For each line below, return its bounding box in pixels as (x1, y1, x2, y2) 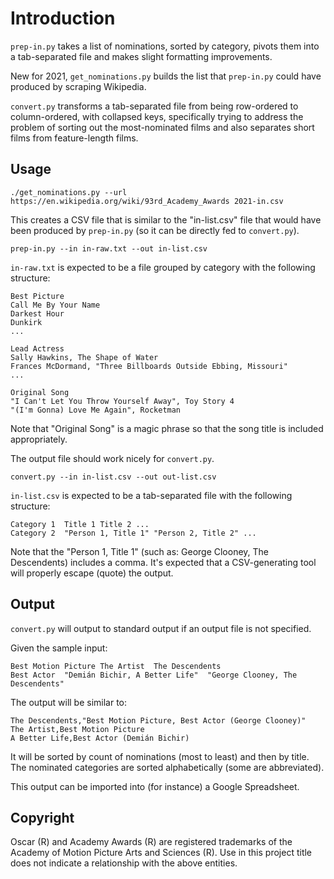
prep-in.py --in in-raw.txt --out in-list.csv (10, 243, 208, 254)
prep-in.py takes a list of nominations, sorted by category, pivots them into (10, 40, 320, 52)
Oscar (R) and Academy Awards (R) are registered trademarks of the (10, 836, 293, 848)
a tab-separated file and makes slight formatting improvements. (10, 50, 273, 62)
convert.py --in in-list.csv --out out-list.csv (10, 472, 217, 482)
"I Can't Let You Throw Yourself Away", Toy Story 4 (10, 396, 235, 406)
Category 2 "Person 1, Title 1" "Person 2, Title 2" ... (10, 528, 257, 538)
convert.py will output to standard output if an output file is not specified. (10, 622, 312, 634)
